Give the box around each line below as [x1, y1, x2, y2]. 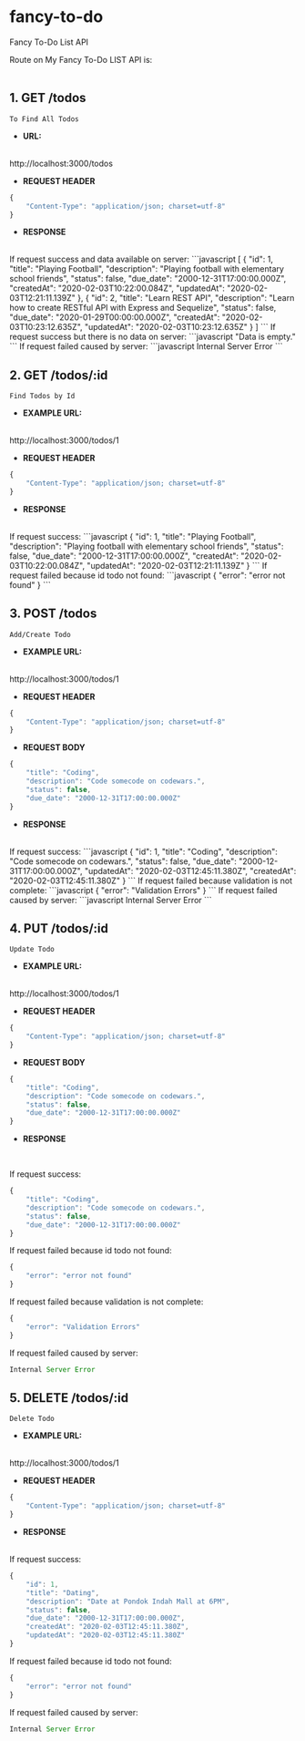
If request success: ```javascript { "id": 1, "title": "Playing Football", [9, 531, 257, 541]
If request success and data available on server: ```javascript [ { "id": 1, [9, 253, 273, 265]
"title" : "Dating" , [25, 1588, 100, 1597]
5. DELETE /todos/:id [9, 1390, 129, 1406]
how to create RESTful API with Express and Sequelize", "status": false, [9, 303, 277, 314]
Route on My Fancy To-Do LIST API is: [9, 54, 153, 65]
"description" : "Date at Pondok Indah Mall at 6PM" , [25, 1597, 230, 1606]
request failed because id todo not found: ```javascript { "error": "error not [9, 570, 286, 581]
